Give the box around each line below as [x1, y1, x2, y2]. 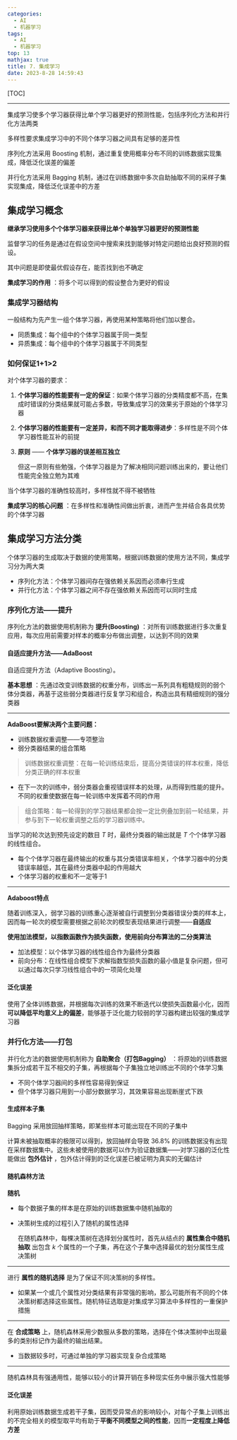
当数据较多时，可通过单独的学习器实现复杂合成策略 [17, 1352, 166, 1360]
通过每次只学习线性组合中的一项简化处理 [23, 966, 142, 974]
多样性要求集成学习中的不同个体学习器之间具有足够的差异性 [7, 134, 181, 142]
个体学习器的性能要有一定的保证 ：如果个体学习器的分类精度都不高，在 [17, 390, 222, 399]
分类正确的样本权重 [24, 768, 81, 776]
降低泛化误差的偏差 [19, 158, 75, 166]
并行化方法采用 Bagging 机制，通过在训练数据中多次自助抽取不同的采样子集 [7, 172, 227, 181]
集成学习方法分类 [7, 533, 82, 545]
